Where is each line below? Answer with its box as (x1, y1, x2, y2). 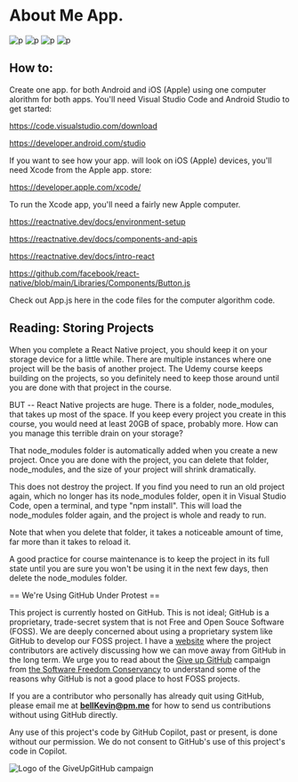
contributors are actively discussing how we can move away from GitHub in (9, 645, 286, 656)
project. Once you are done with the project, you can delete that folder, (9, 454, 270, 465)
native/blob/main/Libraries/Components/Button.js (9, 277, 191, 288)
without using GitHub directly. (9, 709, 118, 720)
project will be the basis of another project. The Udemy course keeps (9, 362, 263, 374)
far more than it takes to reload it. (9, 536, 132, 547)
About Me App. (9, 5, 124, 26)
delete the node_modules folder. (9, 572, 128, 583)
